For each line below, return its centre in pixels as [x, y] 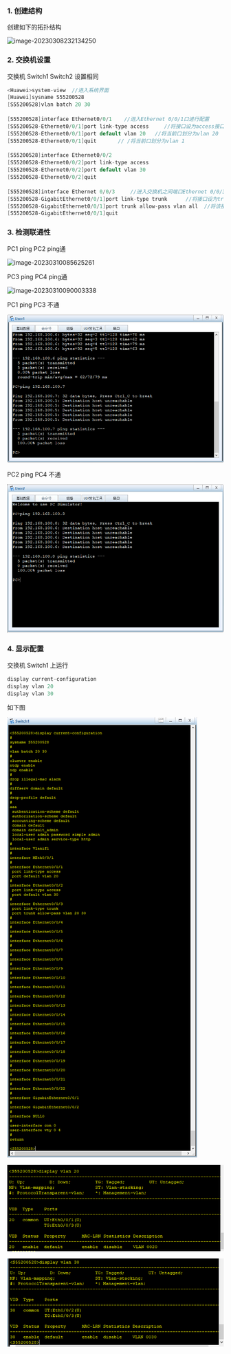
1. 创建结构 [25, 10]
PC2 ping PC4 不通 [34, 474]
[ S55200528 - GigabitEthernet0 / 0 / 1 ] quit [63, 214]
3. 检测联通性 [29, 232]
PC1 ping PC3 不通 [33, 305]
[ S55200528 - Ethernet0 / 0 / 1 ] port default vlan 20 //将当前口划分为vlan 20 [113, 133]
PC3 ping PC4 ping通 [37, 276]
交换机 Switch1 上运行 [38, 665]
